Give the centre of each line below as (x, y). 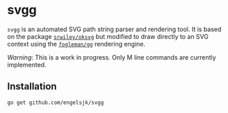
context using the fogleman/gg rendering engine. (76, 44)
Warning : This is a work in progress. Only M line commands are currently (112, 57)
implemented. (27, 64)
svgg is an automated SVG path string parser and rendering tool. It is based (114, 29)
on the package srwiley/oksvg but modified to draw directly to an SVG (108, 36)
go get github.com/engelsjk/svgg (56, 103)
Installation (32, 86)
